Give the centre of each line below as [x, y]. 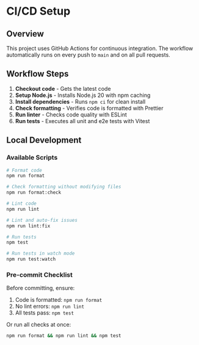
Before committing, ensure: [41, 288]
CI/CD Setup [38, 11]
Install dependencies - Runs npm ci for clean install [80, 101]
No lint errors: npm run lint [49, 307]
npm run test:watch [31, 259]
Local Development [44, 140]
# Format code [24, 170]
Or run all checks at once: [39, 325]
